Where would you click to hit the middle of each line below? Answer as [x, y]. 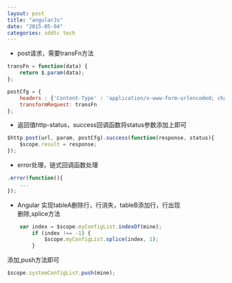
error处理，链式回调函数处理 [58, 165]
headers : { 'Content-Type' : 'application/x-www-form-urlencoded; [117, 98]
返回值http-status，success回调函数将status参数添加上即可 [102, 125]
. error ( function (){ [35, 178]
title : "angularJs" [35, 20]
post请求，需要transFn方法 [56, 53]
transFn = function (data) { [48, 66]
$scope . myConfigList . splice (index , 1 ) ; [101, 240]
